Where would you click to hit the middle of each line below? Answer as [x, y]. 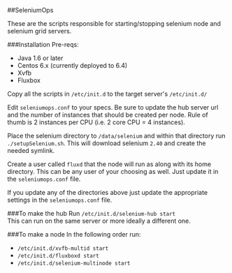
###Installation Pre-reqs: [43, 44]
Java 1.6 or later [40, 58]
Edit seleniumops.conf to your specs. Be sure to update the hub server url [113, 107]
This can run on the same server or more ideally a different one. [99, 221]
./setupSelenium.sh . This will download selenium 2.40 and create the [107, 143]
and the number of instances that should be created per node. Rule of [108, 115]
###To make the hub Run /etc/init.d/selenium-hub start [92, 213]
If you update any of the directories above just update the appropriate [108, 192]
